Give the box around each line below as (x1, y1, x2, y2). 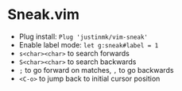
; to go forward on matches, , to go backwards (18, 65, 174, 74)
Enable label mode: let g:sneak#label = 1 (18, 40, 159, 49)
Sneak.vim (7, 6, 80, 24)
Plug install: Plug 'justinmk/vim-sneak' (18, 32, 149, 41)
